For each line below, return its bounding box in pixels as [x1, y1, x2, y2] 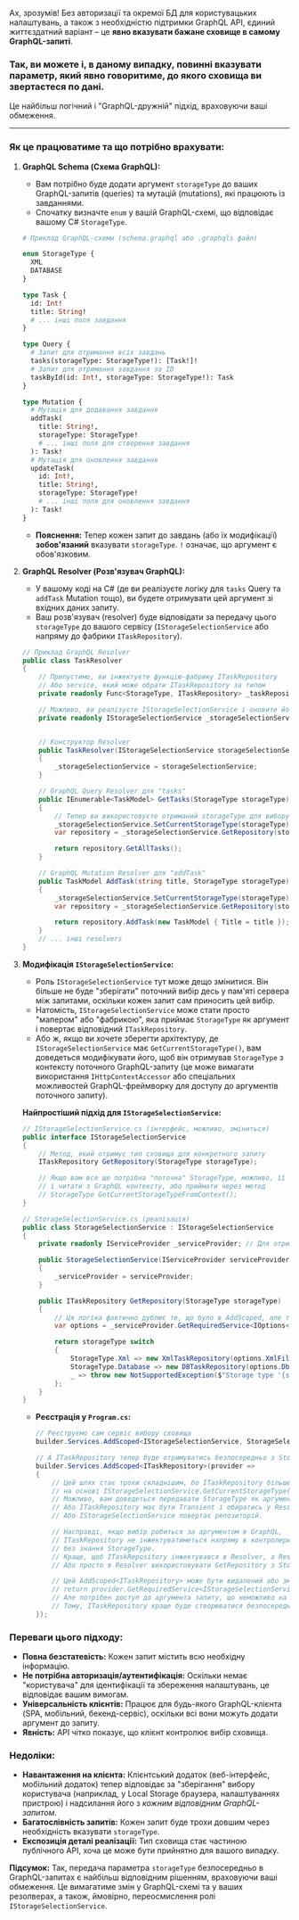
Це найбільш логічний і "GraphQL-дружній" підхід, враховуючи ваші [9, 101, 268, 111]
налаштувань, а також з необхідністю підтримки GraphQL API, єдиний [9, 17, 276, 28]
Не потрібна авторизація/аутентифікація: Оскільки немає [21, 1670, 248, 1681]
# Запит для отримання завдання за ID [30, 365, 174, 374]
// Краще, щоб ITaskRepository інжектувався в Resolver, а [52, 1552, 276, 1562]
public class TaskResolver [21, 655, 123, 665]
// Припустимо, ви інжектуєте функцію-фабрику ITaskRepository [38, 672, 278, 681]
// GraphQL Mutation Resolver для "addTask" [38, 869, 206, 878]
